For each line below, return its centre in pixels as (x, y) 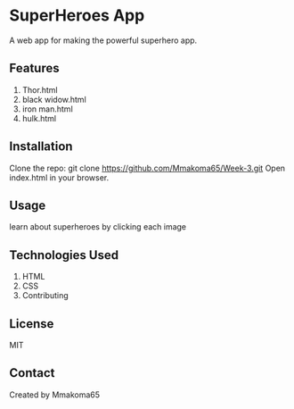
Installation (41, 147)
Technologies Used (64, 255)
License (32, 324)
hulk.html (39, 118)
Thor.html (40, 89)
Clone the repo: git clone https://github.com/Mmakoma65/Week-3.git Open (147, 168)
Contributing (45, 296)
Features (34, 68)
